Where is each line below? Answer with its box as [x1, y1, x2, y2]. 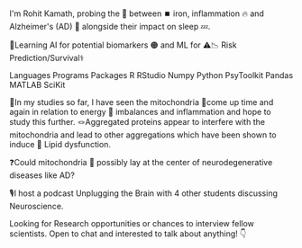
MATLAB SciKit [9, 80, 66, 90]
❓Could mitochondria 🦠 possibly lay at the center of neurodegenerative [9, 157, 273, 167]
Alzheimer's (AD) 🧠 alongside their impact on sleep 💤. [9, 22, 211, 31]
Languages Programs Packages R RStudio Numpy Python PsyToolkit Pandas [9, 70, 294, 80]
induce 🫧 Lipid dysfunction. [9, 139, 111, 149]
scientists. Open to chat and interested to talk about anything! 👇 [9, 228, 247, 239]
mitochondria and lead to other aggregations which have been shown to [9, 129, 277, 140]
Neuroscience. [9, 201, 64, 211]
